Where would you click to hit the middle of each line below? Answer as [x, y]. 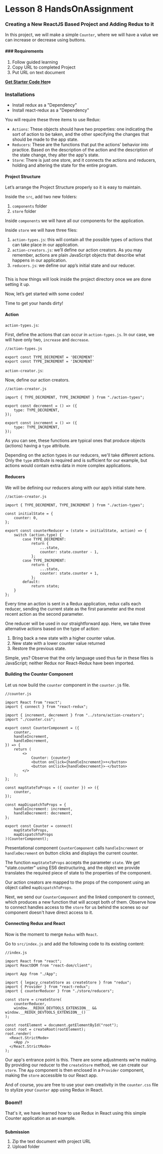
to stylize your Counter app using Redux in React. [54, 1090]
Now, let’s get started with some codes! [45, 294]
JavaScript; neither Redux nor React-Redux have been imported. [70, 663]
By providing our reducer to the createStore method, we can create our [77, 1065]
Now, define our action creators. [37, 380]
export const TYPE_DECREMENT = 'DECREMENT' [50, 357]
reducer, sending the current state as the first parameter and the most [75, 609]
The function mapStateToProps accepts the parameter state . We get [72, 862]
